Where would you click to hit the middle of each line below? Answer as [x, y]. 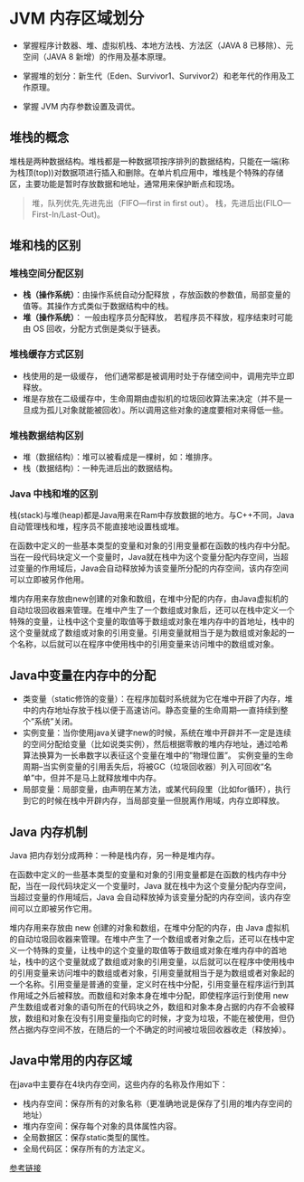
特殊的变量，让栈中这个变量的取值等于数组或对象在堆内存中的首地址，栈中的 [152, 621]
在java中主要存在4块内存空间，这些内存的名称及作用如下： [119, 1084]
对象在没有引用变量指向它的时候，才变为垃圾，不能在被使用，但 [167, 1017]
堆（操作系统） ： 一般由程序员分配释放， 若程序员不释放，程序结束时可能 [157, 317]
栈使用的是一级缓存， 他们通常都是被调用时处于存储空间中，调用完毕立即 [158, 375]
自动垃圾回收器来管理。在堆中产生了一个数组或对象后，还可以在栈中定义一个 [152, 610]
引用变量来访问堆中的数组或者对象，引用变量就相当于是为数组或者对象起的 [156, 972]
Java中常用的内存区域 [71, 1060]
